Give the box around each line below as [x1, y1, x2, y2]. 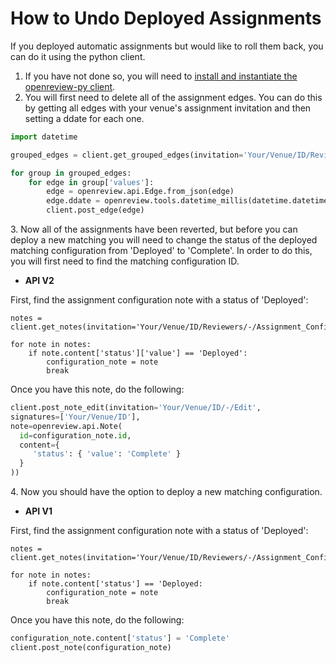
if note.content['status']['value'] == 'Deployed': [28, 348, 248, 359]
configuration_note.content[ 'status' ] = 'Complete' [10, 633, 230, 644]
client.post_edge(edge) [46, 205, 145, 216]
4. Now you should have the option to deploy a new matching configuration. [10, 486, 323, 498]
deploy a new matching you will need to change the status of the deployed [10, 234, 318, 246]
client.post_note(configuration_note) [10, 642, 172, 652]
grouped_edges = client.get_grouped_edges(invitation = [10, 150, 244, 160]
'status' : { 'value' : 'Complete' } [32, 449, 182, 459]
